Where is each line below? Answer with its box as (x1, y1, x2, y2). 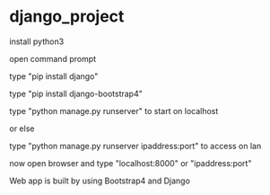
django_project (9, 6, 125, 27)
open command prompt (9, 53, 97, 64)
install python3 (9, 36, 65, 47)
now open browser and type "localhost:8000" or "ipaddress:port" (9, 157, 252, 168)
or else (9, 123, 35, 134)
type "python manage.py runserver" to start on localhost (9, 105, 219, 116)
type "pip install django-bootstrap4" (9, 88, 144, 99)
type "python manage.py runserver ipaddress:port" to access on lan (9, 140, 262, 151)
